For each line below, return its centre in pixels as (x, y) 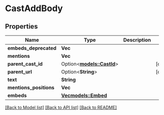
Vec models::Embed (84, 95)
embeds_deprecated (32, 48)
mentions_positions (31, 88)
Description (137, 40)
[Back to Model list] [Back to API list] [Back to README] (61, 107)
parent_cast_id (25, 64)
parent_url (20, 72)
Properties (21, 26)
